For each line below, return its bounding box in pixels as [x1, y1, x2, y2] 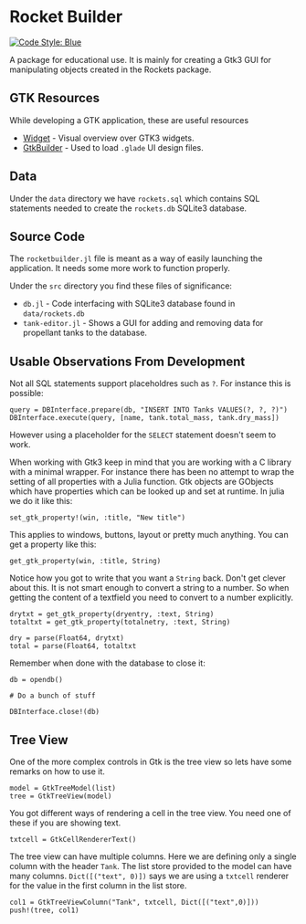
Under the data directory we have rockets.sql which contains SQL [9, 193, 260, 204]
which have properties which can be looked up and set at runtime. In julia [9, 486, 285, 497]
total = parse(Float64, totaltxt [9, 642, 137, 651]
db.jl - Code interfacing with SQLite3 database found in [22, 299, 236, 310]
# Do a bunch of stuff [9, 691, 96, 700]
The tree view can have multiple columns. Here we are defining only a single [9, 851, 297, 862]
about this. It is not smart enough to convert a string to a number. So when [9, 583, 290, 593]
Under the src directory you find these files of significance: [9, 280, 233, 291]
